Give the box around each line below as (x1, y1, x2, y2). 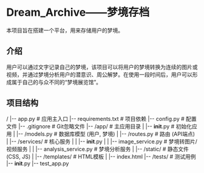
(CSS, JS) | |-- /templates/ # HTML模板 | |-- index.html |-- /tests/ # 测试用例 (6, 152, 196, 160)
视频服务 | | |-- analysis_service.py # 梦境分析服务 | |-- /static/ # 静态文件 (6, 145, 189, 152)
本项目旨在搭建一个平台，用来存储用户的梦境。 (6, 27, 123, 34)
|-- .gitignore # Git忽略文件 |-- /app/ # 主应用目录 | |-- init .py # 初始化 (18, 122, 192, 130)
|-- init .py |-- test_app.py (6, 160, 69, 167)
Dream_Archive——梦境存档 (6, 5, 150, 19)
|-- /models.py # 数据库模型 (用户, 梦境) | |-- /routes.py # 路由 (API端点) (16, 130, 195, 137)
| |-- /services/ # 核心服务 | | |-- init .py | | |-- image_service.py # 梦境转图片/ (6, 137, 197, 145)
